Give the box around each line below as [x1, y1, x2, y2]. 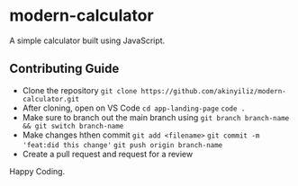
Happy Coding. [9, 165, 66, 176]
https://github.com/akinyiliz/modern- [140, 86, 286, 95]
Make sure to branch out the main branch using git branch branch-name [22, 111, 290, 122]
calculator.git [22, 94, 80, 103]
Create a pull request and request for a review [22, 148, 194, 159]
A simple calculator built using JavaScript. [9, 35, 166, 46]
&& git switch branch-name [22, 121, 124, 130]
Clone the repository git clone [22, 84, 138, 95]
